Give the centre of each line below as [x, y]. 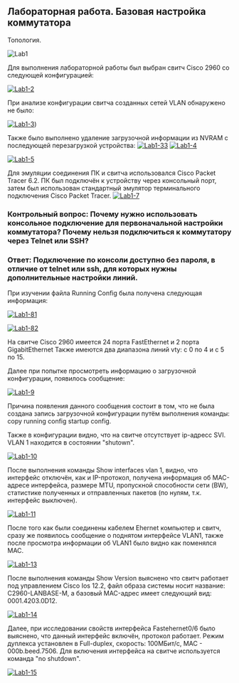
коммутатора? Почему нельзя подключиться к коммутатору [119, 232]
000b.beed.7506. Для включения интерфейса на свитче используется [114, 651]
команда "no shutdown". [44, 659]
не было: [21, 110]
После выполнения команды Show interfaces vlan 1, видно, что [102, 470]
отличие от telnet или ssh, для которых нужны [92, 268]
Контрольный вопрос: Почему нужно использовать [102, 214]
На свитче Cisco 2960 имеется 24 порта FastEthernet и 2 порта [103, 342]
